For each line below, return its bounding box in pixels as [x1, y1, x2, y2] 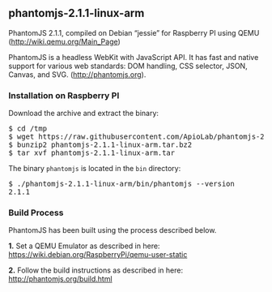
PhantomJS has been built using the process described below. [8, 225, 217, 235]
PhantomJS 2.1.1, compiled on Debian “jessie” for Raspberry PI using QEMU [8, 28, 260, 37]
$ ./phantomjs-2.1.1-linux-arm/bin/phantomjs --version [8, 179, 235, 189]
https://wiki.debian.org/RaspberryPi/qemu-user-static [8, 250, 188, 260]
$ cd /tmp [8, 124, 47, 133]
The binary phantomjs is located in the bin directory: [8, 164, 181, 174]
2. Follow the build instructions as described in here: [8, 265, 184, 275]
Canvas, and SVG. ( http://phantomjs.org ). [8, 69, 147, 79]
